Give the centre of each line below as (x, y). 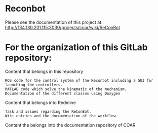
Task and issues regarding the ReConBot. (48, 111)
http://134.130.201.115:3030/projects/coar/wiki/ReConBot (62, 27)
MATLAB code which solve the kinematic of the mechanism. (66, 89)
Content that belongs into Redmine (40, 102)
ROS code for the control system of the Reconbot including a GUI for (79, 80)
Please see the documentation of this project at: (54, 22)
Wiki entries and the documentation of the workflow (60, 116)
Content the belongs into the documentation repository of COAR (70, 125)
